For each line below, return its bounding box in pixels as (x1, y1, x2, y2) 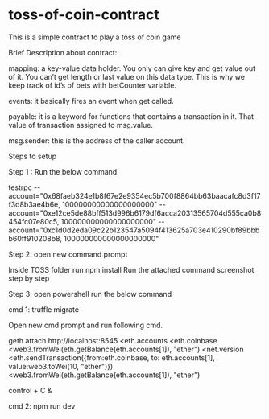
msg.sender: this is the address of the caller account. (8, 135, 185, 146)
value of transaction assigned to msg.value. (8, 120, 153, 129)
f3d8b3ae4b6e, (8, 199, 60, 209)
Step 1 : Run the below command (8, 166, 118, 176)
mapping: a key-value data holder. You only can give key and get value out (8, 63, 256, 73)
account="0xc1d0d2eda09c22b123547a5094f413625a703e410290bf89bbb (8, 225, 260, 235)
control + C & (8, 385, 52, 395)
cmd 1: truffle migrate (8, 304, 79, 314)
